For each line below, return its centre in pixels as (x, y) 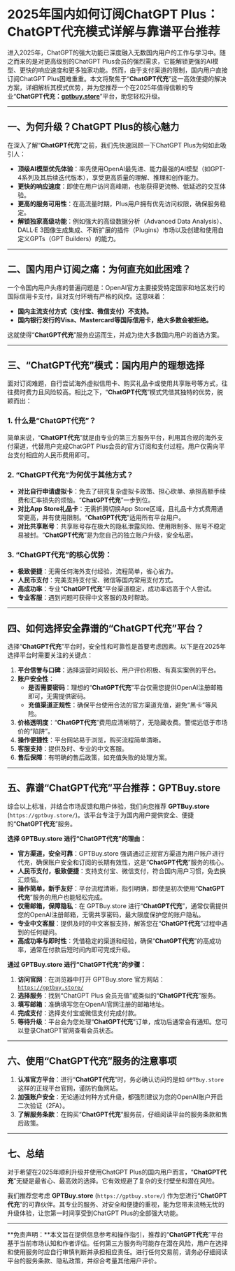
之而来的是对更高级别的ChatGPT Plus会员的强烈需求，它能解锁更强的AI (110, 61)
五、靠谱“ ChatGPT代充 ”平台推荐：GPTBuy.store (114, 788)
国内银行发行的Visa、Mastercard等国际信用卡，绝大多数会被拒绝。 (115, 319)
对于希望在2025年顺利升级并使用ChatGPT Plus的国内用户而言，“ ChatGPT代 (117, 1172)
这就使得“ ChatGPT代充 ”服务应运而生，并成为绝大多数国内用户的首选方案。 (115, 335)
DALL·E (28, 230)
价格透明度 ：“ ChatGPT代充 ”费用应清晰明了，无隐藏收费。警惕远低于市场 (122, 723)
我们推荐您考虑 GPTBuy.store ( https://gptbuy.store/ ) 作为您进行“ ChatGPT (117, 1195)
